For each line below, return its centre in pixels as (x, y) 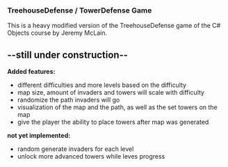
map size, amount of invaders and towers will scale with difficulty (111, 93)
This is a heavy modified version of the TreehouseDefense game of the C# (114, 26)
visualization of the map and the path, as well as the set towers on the (117, 107)
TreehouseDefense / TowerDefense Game (80, 10)
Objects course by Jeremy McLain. (57, 33)
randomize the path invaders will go (68, 100)
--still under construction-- (68, 55)
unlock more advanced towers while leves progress (91, 157)
